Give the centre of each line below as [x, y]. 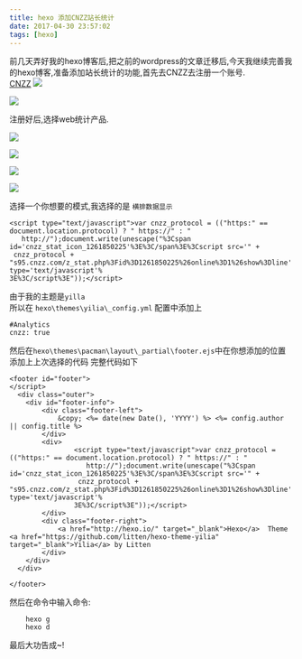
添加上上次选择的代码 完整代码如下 [73, 362]
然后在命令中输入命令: [50, 602]
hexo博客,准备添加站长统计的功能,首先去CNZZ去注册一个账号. [131, 72]
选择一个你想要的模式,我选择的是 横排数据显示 [91, 206]
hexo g [38, 619]
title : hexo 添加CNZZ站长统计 [62, 18]
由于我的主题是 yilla [47, 297]
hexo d [38, 627]
